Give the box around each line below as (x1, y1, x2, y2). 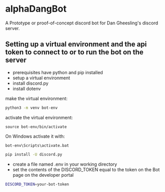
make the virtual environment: (5, 95, 68, 102)
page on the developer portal (12, 172, 74, 178)
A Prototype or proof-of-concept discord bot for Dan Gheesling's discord (5, 20, 158, 26)
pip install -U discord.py (5, 152, 62, 157)
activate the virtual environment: (5, 114, 73, 120)
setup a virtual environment (12, 75, 70, 81)
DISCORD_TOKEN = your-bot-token (5, 181, 70, 187)
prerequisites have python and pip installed (12, 69, 103, 75)
